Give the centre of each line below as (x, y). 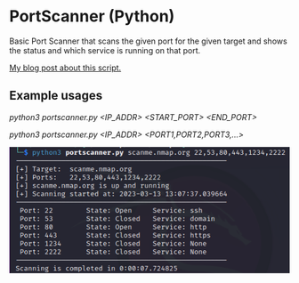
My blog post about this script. (65, 68)
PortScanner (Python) (92, 16)
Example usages (56, 96)
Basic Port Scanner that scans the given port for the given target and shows (148, 41)
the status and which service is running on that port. (105, 50)
